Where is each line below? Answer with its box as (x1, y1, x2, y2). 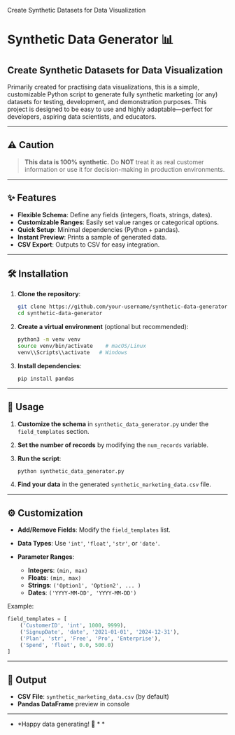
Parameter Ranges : (17, 553, 75, 561)
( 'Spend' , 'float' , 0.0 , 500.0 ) (20, 641, 114, 648)
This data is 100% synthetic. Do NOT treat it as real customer (24, 157, 204, 166)
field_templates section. (17, 427, 90, 435)
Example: (7, 602, 34, 611)
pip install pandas (17, 375, 75, 382)
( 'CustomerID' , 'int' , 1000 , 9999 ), (20, 622, 127, 630)
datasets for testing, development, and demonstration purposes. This (7, 98, 207, 105)
